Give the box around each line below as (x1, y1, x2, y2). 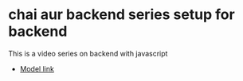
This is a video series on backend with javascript (8, 48, 168, 58)
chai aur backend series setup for (8, 6, 235, 24)
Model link (19, 64, 54, 73)
